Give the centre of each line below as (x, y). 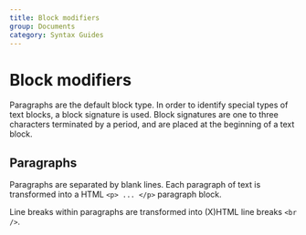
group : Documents (42, 26)
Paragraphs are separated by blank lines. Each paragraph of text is (135, 185)
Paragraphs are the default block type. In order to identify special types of (149, 105)
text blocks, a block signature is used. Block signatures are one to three (144, 115)
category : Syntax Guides (57, 35)
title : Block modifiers (55, 18)
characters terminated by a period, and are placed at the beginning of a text (152, 125)
